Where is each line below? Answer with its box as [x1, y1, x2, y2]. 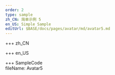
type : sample [5, 12, 33, 17]
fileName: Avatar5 [5, 65, 43, 71]
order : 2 [5, 7, 24, 13]
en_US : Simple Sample [5, 21, 51, 27]
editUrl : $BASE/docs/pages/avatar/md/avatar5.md [5, 26, 110, 31]
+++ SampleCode [5, 60, 43, 66]
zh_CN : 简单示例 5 [5, 17, 42, 22]
